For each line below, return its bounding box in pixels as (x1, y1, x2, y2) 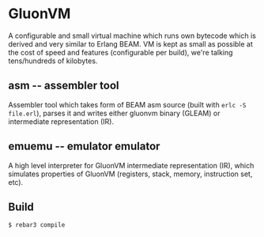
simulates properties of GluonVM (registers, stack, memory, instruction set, (8, 169, 253, 179)
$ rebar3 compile (8, 221, 66, 229)
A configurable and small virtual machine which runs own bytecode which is (8, 31, 257, 40)
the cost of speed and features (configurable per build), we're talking (8, 47, 233, 57)
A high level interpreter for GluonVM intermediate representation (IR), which (8, 160, 255, 170)
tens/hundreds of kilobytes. (8, 56, 98, 66)
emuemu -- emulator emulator (8, 140, 160, 153)
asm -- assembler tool (8, 79, 119, 92)
